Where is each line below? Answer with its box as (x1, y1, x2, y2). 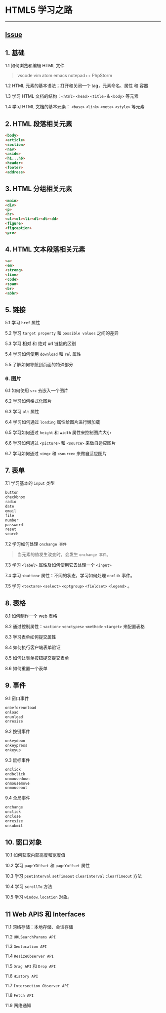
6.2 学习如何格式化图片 (5, 398, 52, 404)
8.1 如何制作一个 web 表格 (5, 613, 58, 619)
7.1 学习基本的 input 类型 (5, 480, 55, 486)
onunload (5, 715, 23, 719)
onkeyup (5, 748, 21, 753)
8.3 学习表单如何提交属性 (5, 633, 56, 640)
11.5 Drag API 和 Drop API (5, 963, 56, 969)
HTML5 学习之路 (5, 4, 73, 16)
